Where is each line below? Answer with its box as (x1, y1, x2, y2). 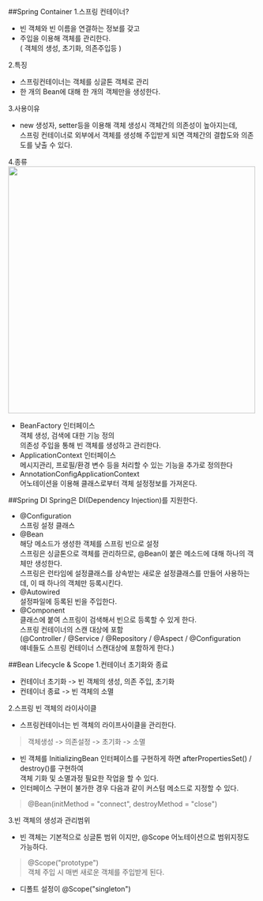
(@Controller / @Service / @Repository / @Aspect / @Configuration (19, 634, 241, 643)
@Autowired (19, 587, 61, 597)
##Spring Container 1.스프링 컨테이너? (8, 7, 130, 16)
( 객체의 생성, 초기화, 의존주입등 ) (19, 43, 122, 53)
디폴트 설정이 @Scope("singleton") (19, 884, 132, 893)
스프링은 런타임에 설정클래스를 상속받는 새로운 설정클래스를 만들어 (19, 568, 223, 578)
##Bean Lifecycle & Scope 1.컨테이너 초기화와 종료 (8, 660, 168, 669)
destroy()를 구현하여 (19, 763, 85, 773)
